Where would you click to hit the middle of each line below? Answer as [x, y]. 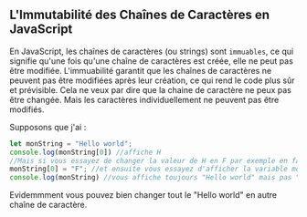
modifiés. [27, 109]
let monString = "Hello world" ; [71, 144]
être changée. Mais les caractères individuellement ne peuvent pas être [144, 99]
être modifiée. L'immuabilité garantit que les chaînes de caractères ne [141, 70]
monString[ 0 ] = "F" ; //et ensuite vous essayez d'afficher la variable [148, 169]
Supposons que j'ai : [48, 127]
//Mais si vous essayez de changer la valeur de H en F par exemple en [148, 160]
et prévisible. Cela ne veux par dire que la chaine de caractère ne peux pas [151, 89]
